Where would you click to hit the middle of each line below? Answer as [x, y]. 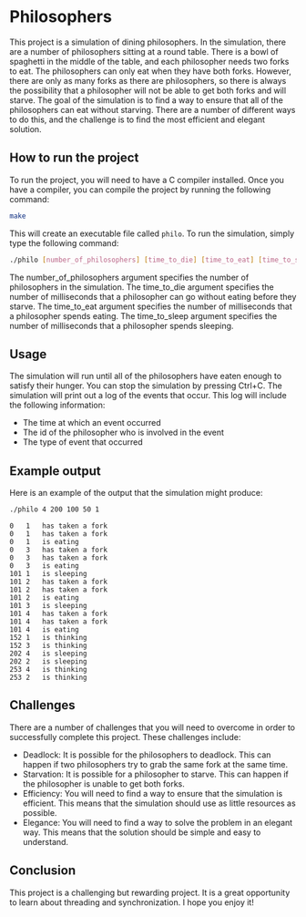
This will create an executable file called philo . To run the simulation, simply [152, 233]
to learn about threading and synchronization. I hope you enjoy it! [132, 902]
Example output [56, 471]
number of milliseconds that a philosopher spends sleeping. [122, 325]
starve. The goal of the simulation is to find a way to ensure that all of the [147, 100]
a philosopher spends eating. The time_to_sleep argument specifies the [143, 315]
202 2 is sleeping [49, 662]
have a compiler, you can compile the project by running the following [140, 190]
